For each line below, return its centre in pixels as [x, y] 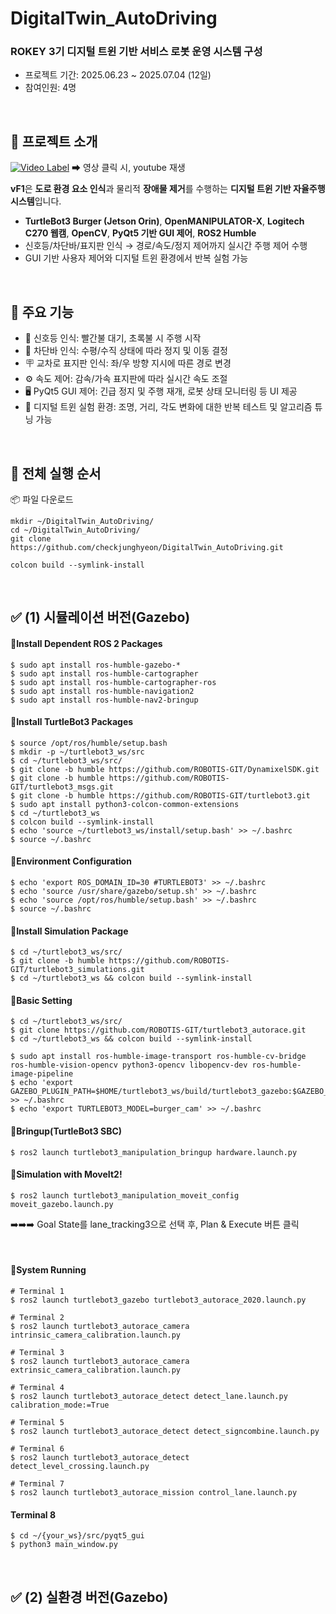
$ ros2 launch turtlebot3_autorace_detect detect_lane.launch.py [149, 1396]
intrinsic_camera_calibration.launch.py [96, 1335]
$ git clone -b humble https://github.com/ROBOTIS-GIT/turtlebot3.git [160, 795]
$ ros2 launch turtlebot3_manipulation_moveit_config [125, 1195]
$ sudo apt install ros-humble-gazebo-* [96, 665]
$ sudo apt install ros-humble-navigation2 [102, 691]
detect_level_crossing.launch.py [80, 1466]
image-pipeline [42, 1074]
